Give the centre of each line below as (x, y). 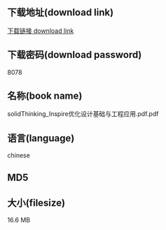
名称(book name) (45, 96)
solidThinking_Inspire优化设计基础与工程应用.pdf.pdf (83, 114)
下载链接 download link (41, 31)
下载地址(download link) (61, 13)
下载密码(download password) (75, 55)
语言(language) (41, 138)
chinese (19, 155)
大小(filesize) (36, 203)
